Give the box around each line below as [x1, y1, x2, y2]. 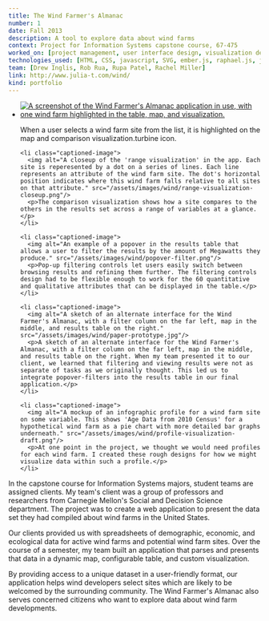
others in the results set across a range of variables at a [19, 205, 229, 213]
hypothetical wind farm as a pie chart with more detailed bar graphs [19, 422, 261, 430]
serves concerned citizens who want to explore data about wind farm [8, 595, 238, 604]
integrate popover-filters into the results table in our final [19, 373, 239, 381]
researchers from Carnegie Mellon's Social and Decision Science [8, 495, 223, 505]
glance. [231, 205, 258, 213]
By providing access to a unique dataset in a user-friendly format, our [8, 569, 238, 579]
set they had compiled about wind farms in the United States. [8, 512, 211, 522]
